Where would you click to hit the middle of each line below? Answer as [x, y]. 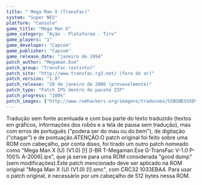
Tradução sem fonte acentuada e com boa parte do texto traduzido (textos [99, 118]
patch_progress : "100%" [36, 96]
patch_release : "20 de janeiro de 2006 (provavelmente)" [79, 85]
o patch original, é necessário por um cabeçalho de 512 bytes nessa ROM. [98, 175]
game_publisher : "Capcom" [38, 51]
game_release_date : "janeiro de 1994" [55, 56]
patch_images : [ [26, 101]
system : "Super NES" [32, 17]
